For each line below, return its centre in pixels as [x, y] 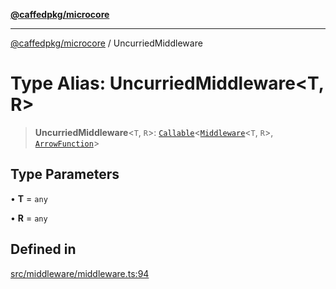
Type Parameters [65, 174]
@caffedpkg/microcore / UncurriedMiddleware [106, 43]
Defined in [43, 249]
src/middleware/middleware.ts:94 [80, 273]
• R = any [29, 218]
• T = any [29, 198]
